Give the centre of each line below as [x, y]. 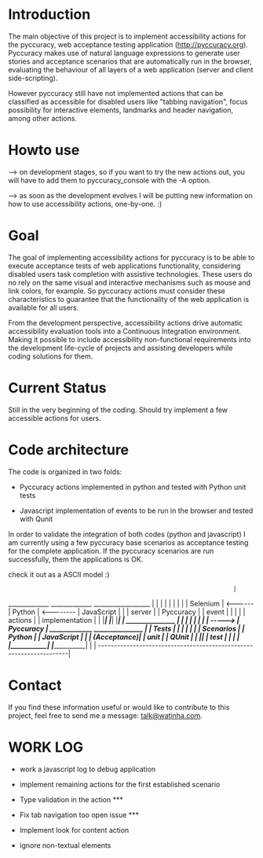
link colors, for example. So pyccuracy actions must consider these [117, 291]
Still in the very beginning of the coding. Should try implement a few [118, 410]
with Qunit [36, 519]
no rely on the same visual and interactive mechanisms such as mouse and [130, 282]
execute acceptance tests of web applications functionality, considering [124, 266]
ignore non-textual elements [65, 845]
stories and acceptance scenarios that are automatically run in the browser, [130, 61]
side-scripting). [33, 78]
